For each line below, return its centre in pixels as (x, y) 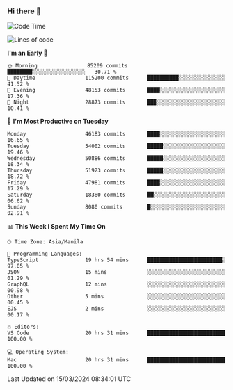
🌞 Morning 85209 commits (67, 66)
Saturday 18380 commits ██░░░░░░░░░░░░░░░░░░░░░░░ (116, 195)
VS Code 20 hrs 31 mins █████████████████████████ (116, 333)
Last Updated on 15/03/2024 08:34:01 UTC (69, 379)
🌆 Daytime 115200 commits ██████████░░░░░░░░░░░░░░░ (116, 78)
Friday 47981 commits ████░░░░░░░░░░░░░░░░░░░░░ (116, 183)
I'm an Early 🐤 (27, 53)
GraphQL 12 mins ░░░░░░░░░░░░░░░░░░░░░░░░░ (116, 284)
